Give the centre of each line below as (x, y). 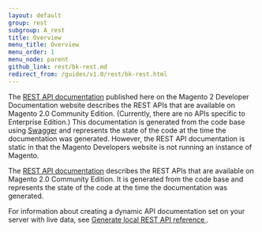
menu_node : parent (38, 60)
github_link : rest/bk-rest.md (58, 67)
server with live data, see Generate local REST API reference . (109, 219)
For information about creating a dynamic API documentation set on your (127, 211)
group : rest (28, 23)
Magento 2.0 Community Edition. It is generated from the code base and (126, 179)
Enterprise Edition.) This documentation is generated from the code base (127, 122)
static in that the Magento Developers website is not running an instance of (130, 147)
